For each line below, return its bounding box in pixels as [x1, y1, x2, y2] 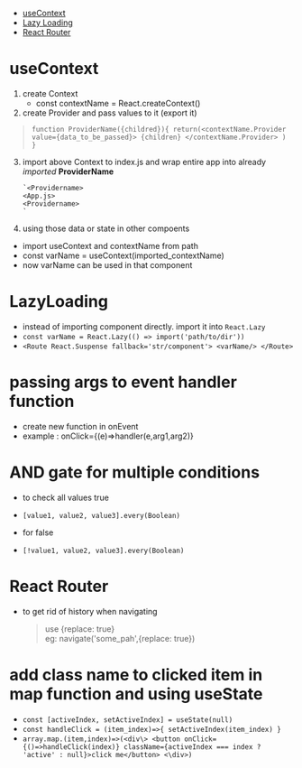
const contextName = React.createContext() [35, 97, 201, 108]
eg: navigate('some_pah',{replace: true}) [44, 633, 196, 643]
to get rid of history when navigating [22, 606, 158, 616]
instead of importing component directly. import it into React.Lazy [22, 320, 266, 332]
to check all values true [22, 492, 110, 503]
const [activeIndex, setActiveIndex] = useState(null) [22, 715, 233, 725]
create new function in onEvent [22, 421, 139, 431]
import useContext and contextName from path [22, 240, 198, 251]
